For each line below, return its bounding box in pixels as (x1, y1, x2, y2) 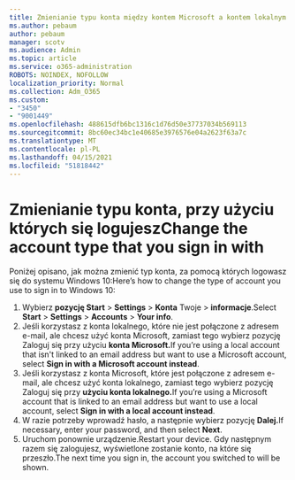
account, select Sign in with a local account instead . (21, 406, 216, 416)
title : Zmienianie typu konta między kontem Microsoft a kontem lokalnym (9, 12, 287, 22)
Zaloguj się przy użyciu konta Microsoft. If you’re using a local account (21, 340, 280, 351)
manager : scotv (9, 37, 65, 47)
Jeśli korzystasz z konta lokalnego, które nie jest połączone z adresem (21, 321, 280, 332)
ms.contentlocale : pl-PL (9, 144, 101, 153)
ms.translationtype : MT (9, 136, 97, 145)
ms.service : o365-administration (9, 63, 132, 72)
